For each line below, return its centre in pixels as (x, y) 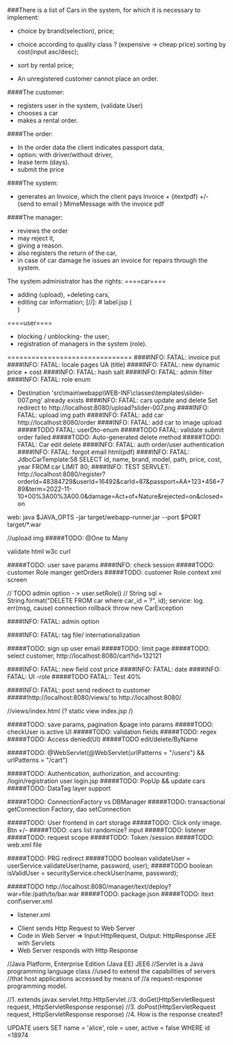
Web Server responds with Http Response (77, 950)
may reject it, (36, 238)
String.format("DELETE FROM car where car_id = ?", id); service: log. (106, 600)
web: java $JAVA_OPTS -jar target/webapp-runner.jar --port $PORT (104, 517)
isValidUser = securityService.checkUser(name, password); (93, 873)
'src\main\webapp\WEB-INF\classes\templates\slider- (128, 393)
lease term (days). (43, 162)
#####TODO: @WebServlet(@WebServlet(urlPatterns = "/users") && (106, 753)
